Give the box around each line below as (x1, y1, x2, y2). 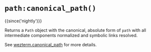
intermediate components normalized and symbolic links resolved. (4, 32, 138, 38)
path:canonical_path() (4, 4, 96, 13)
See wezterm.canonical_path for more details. (4, 41, 97, 47)
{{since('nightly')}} (4, 18, 42, 24)
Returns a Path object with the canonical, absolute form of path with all (4, 27, 147, 33)
